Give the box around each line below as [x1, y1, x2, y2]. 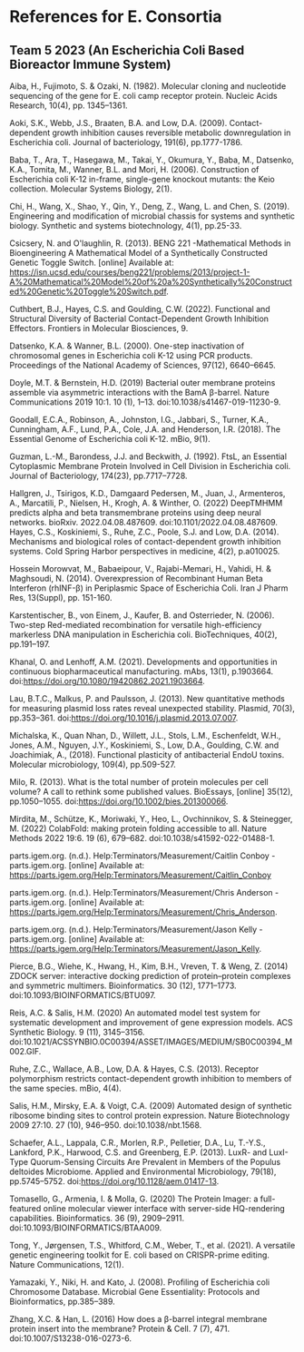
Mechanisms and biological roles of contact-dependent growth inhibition [9, 536, 281, 546]
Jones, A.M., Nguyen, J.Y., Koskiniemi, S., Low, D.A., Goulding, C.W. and [9, 740, 279, 750]
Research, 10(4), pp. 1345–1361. [9, 100, 129, 111]
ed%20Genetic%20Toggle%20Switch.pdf [9, 286, 167, 297]
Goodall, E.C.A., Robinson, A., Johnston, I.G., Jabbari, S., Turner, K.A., [9, 415, 270, 425]
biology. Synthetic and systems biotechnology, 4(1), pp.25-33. [9, 220, 242, 230]
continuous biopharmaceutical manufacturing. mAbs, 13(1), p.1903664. [9, 666, 274, 677]
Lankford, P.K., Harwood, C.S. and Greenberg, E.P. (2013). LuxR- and [9, 1147, 268, 1158]
